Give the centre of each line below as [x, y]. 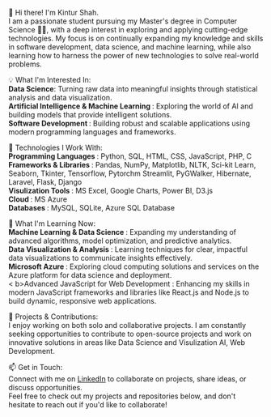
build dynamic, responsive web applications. [83, 301]
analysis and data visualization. [60, 98]
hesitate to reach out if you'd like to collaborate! [88, 404]
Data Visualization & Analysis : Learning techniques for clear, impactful [128, 249]
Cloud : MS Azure [38, 199]
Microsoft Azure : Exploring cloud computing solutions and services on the [134, 266]
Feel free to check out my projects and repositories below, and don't [122, 396]
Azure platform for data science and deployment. [90, 275]
